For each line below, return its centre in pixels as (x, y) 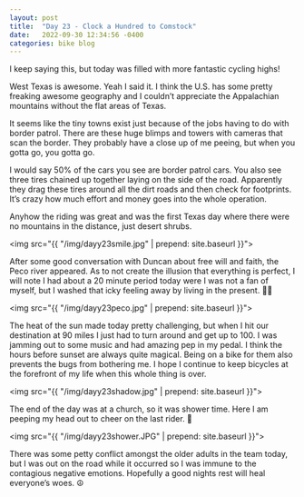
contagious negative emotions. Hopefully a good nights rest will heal (137, 473)
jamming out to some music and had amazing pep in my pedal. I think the (146, 345)
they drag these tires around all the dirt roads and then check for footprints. (151, 189)
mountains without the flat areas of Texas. (88, 106)
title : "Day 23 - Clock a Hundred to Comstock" (103, 26)
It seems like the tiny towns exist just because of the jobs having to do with (149, 124)
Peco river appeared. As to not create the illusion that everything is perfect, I (152, 271)
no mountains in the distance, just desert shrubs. (101, 226)
